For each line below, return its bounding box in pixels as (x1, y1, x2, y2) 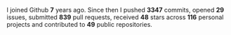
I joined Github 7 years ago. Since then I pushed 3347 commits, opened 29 (6, 6, 225, 14)
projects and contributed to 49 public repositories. (6, 21, 152, 28)
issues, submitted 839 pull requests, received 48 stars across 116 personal (6, 13, 224, 21)
